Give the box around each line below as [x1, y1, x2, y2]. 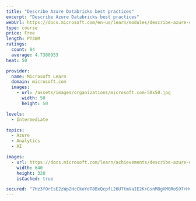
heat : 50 [6, 57, 27, 63]
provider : [6, 68, 30, 74]
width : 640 [16, 165, 43, 171]
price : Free [6, 30, 35, 36]
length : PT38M [6, 36, 41, 41]
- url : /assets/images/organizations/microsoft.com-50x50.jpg [16, 90, 171, 96]
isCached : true [16, 176, 54, 182]
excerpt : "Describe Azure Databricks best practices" [6, 14, 140, 20]
